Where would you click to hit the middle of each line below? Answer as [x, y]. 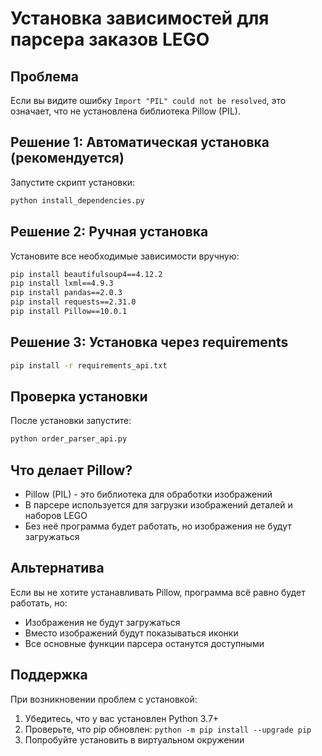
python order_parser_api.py [69, 439]
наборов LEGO [56, 516]
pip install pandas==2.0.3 [66, 293]
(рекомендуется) [67, 158]
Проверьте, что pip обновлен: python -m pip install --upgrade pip [168, 729]
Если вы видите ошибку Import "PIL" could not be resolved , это [148, 100]
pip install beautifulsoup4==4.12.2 [86, 274]
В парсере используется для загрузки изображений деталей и [158, 505]
